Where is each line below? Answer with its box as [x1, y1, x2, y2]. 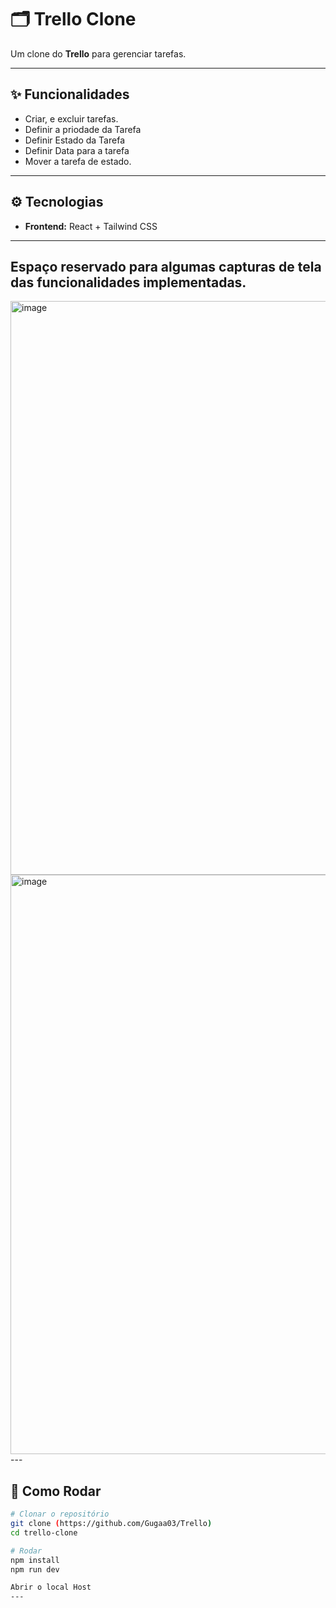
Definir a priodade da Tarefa [24, 123, 142, 135]
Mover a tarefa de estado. [24, 155, 132, 167]
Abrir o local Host [10, 1582, 92, 1593]
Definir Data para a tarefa [24, 144, 130, 156]
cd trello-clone [10, 1527, 78, 1538]
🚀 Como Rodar [10, 1482, 102, 1500]
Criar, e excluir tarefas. [24, 112, 119, 125]
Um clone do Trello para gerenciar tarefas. [10, 47, 187, 60]
